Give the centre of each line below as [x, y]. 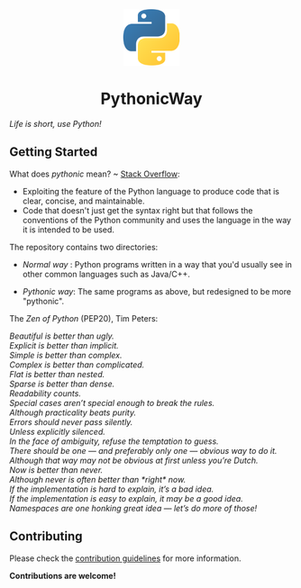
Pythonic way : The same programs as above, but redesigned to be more [156, 291]
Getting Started [54, 152]
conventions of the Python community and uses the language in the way [156, 220]
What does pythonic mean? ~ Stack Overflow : [95, 174]
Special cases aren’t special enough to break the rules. [112, 403]
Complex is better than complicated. [77, 365]
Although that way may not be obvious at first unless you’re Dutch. [134, 460]
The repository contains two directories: [84, 247]
